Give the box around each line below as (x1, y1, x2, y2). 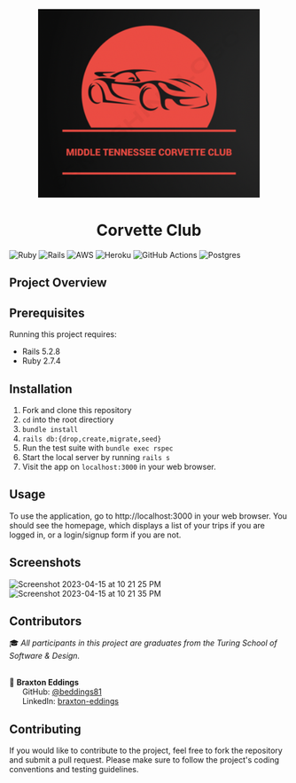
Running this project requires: (9, 329, 117, 340)
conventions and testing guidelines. (9, 764, 139, 775)
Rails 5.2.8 (21, 346, 60, 357)
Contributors (9, 614, 82, 629)
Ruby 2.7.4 (21, 356, 61, 366)
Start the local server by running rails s (21, 451, 170, 462)
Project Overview (9, 275, 107, 291)
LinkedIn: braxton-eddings (21, 696, 120, 707)
